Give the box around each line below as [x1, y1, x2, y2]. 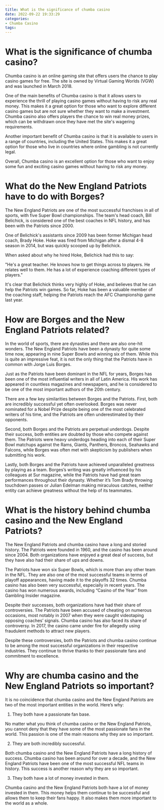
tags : [5, 25, 16, 30]
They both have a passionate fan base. [12, 711, 90, 717]
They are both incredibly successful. [12, 741, 86, 746]
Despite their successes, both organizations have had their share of [5, 602, 141, 608]
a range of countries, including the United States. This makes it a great [5, 139, 147, 145]
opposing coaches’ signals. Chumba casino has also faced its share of [5, 618, 147, 623]
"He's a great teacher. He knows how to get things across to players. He [5, 262, 150, 267]
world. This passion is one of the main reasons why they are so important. [5, 731, 154, 737]
